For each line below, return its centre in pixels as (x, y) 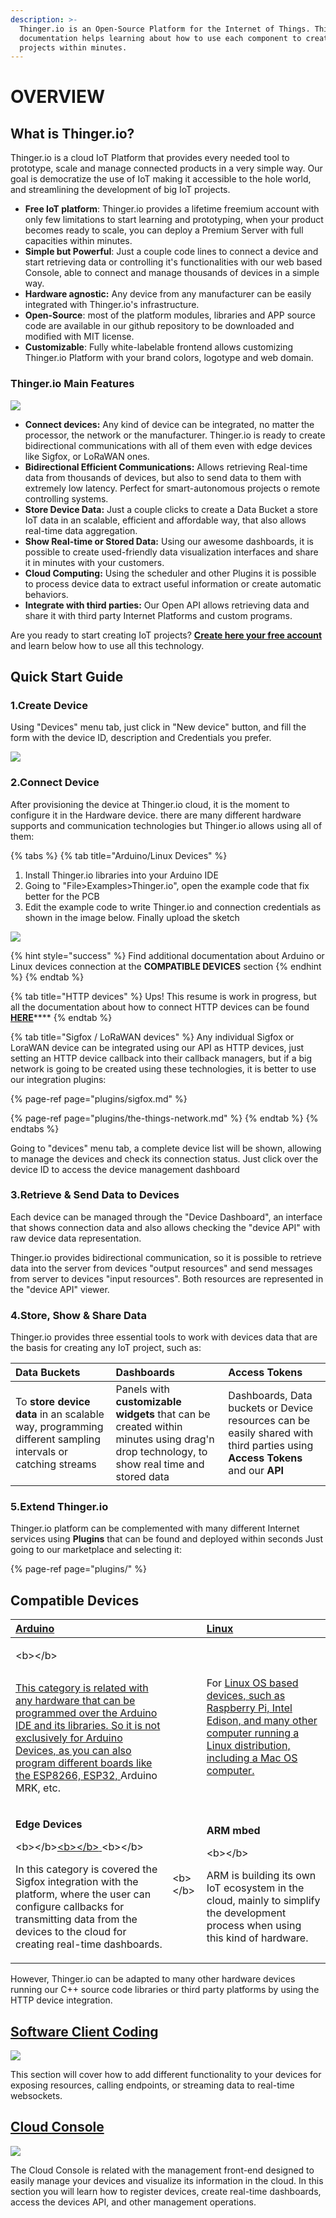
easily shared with (271, 1433)
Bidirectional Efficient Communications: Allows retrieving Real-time (166, 467)
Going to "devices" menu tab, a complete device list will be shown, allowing (166, 1148)
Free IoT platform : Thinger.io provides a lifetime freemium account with (172, 209)
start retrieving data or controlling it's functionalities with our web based (173, 262)
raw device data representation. (76, 1238)
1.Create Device (49, 705)
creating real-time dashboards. (89, 1944)
